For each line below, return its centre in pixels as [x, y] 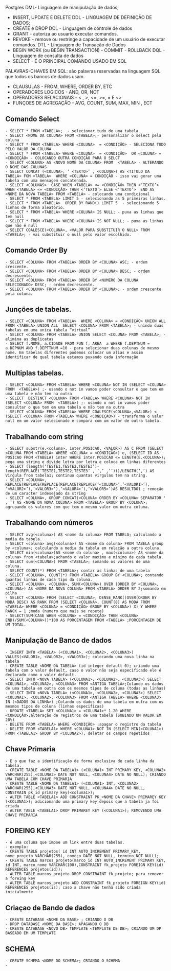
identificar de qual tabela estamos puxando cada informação [72, 357]
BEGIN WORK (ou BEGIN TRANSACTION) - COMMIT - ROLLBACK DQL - [89, 50]
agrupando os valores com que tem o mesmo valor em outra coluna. [78, 507]
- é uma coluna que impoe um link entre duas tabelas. [65, 843]
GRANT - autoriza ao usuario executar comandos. [65, 34]
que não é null [22, 225]
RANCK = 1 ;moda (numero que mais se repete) [55, 611]
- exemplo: [17, 847]
